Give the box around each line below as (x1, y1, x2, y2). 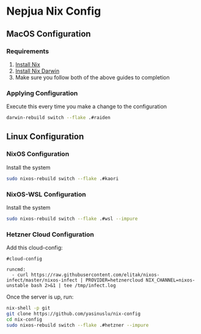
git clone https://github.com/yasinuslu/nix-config (6, 310, 141, 317)
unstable (6, 283, 29, 289)
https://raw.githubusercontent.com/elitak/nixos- (31, 272, 160, 278)
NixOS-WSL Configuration (6, 190, 87, 198)
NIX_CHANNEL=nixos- (145, 277, 196, 283)
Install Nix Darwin (15, 67, 60, 74)
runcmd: (6, 267, 26, 273)
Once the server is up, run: (6, 293, 74, 300)
